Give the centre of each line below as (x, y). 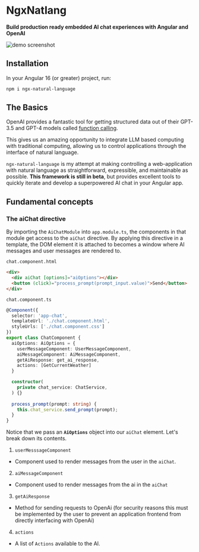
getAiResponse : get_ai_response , (58, 360)
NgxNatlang (37, 10)
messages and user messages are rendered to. (64, 251)
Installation (27, 64)
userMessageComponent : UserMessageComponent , (74, 349)
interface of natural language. (42, 152)
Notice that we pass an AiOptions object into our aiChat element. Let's (92, 432)
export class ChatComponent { (44, 338)
